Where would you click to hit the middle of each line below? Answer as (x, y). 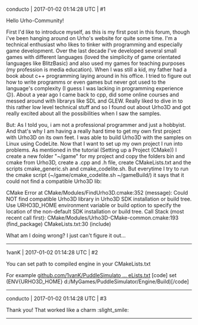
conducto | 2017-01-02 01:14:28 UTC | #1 (56, 9)
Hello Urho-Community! (35, 20)
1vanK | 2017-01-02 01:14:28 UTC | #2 (52, 252)
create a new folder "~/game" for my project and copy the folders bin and (95, 156)
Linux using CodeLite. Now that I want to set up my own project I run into (94, 144)
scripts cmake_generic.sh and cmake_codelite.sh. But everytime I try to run (97, 169)
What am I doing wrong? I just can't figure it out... (66, 235)
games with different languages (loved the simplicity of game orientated (93, 57)
